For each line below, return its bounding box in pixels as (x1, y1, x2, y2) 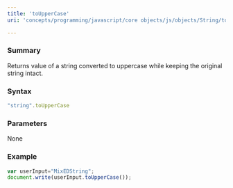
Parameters (7, 118, 47, 128)
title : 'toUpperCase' (7, 10, 70, 17)
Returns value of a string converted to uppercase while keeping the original (7, 61, 223, 70)
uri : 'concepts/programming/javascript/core (7, 17, 138, 24)
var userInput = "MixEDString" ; (7, 168, 95, 175)
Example (7, 152, 37, 162)
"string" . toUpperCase (7, 102, 70, 109)
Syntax (7, 86, 32, 96)
